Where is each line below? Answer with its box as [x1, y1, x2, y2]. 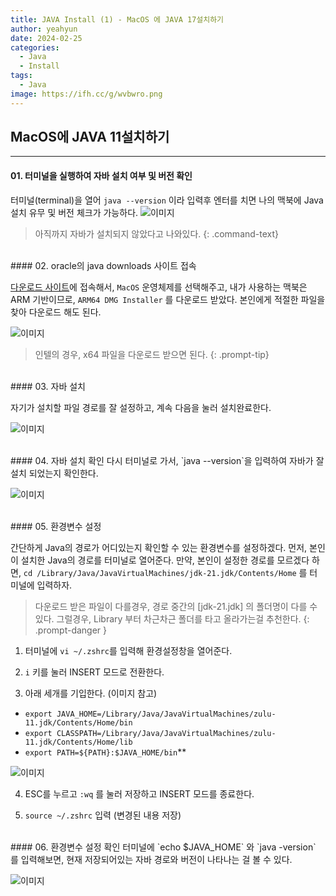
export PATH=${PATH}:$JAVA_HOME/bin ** [24, 746, 187, 758]
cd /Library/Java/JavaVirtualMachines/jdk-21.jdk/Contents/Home [23, 568, 297, 578]
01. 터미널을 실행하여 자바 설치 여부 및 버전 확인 [10, 170, 193, 182]
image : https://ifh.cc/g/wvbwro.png [10, 89, 163, 99]
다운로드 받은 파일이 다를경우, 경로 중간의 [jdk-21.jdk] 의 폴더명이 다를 [34, 600, 308, 612]
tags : [10, 71, 33, 81]
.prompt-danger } [34, 624, 108, 636]
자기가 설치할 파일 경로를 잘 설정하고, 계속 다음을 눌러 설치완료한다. [10, 401, 272, 413]
